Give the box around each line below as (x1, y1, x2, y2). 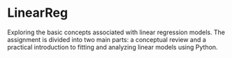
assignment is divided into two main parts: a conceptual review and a (7, 35, 206, 43)
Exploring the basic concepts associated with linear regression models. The (7, 28, 226, 36)
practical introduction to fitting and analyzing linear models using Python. (7, 43, 218, 51)
